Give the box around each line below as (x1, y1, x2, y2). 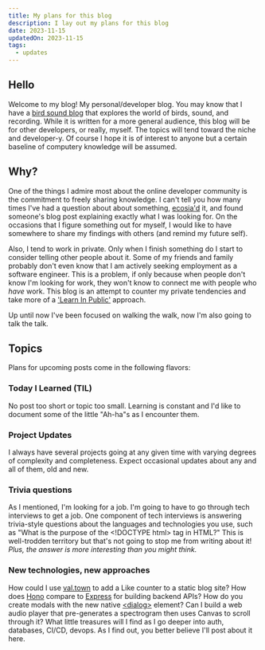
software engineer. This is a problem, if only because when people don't (8, 269, 246, 279)
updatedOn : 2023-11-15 (8, 33, 84, 42)
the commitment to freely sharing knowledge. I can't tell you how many (8, 195, 241, 204)
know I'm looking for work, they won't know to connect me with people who (8, 278, 257, 287)
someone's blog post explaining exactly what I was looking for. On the (8, 211, 238, 221)
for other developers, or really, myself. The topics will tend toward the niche (8, 124, 256, 134)
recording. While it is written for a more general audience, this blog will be (8, 116, 251, 126)
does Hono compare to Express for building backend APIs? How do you (8, 591, 244, 601)
